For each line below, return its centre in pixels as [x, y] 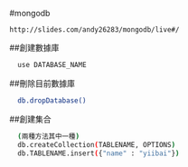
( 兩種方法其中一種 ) [48, 136]
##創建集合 [30, 119]
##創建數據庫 [34, 48]
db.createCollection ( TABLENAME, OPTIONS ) [97, 144]
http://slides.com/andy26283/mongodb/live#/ [94, 30]
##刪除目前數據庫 [42, 83]
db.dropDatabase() [52, 100]
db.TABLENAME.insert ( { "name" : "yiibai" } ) [99, 153]
